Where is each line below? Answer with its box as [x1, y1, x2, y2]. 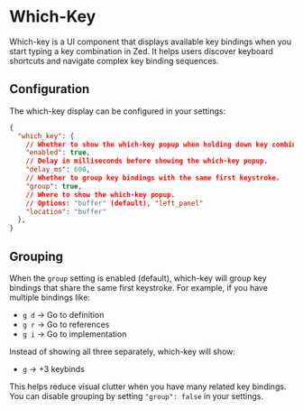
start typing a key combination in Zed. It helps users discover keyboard [9, 45, 273, 56]
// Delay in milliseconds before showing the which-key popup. [25, 156, 269, 166]
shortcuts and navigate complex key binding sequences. [9, 55, 219, 66]
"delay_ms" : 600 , [25, 165, 91, 174]
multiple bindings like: [9, 292, 90, 303]
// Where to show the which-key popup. [25, 190, 176, 200]
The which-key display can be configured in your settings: [9, 106, 226, 116]
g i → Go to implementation [22, 328, 127, 340]
